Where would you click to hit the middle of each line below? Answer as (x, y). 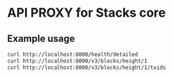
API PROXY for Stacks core (86, 13)
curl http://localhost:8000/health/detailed (73, 54)
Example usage (41, 39)
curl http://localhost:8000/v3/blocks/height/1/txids (87, 68)
